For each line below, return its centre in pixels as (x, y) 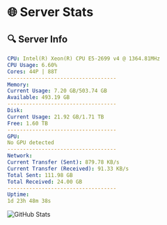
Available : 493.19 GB (39, 98)
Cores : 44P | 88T (32, 71)
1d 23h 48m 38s (29, 201)
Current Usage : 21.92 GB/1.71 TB (56, 117)
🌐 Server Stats (50, 12)
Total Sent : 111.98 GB (40, 175)
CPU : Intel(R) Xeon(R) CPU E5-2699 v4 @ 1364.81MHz (83, 59)
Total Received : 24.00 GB (45, 182)
